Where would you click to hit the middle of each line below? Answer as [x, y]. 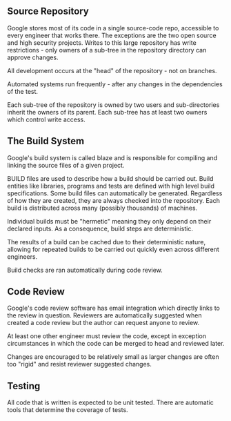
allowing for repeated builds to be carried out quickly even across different [113, 249]
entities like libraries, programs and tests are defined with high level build [111, 186]
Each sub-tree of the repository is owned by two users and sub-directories [113, 105]
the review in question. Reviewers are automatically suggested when [104, 315]
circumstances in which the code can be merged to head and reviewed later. [116, 344]
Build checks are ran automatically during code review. [85, 270]
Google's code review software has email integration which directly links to [114, 308]
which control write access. [46, 119]
